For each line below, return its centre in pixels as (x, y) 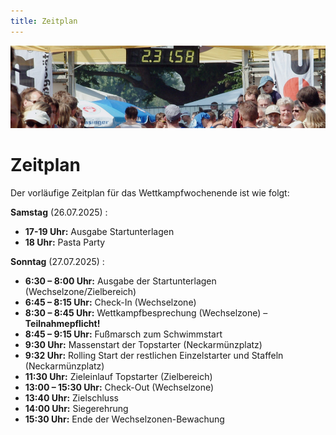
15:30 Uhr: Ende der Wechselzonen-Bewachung (124, 419)
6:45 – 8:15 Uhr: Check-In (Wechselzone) (110, 302)
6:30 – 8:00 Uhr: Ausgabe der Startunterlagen (120, 281)
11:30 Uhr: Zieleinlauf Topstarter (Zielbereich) (118, 377)
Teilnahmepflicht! (62, 324)
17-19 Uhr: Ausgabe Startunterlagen (99, 232)
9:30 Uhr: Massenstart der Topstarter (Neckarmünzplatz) (143, 345)
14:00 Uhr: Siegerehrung (76, 409)
